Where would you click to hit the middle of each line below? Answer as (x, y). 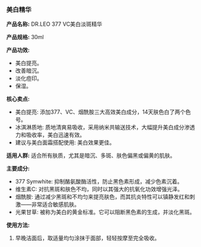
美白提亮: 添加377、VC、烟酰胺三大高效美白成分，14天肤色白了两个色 (103, 112)
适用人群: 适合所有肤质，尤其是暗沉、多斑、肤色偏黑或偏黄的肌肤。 (91, 156)
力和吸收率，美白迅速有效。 (50, 135)
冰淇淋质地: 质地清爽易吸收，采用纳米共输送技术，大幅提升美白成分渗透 (105, 127)
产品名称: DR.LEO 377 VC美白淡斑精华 (54, 24)
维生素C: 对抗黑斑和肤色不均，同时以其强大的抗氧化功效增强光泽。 (99, 189)
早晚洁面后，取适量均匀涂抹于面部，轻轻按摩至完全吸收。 (87, 238)
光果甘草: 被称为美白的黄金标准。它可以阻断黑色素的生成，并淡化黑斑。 (105, 212)
